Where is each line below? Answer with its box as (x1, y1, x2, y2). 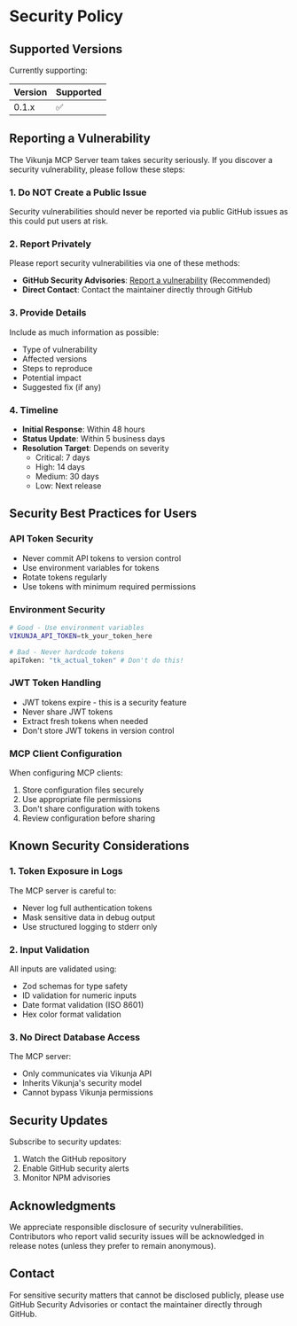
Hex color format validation (21, 1009, 121, 1020)
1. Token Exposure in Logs (9, 865, 123, 877)
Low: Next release (35, 480, 102, 491)
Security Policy (9, 6, 124, 27)
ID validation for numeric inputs (21, 990, 137, 1001)
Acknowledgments (9, 1198, 117, 1213)
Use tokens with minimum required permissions (21, 581, 197, 591)
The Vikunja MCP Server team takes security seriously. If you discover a (9, 154, 273, 165)
